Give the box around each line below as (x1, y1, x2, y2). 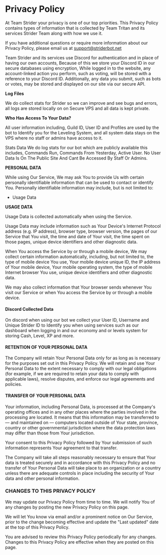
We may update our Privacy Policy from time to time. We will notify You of (5, 499, 155, 505)
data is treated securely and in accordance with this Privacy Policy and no (5, 460, 156, 466)
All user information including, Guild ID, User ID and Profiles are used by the (5, 125, 159, 130)
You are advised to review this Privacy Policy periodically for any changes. (5, 534, 157, 540)
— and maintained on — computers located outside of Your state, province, (5, 419, 159, 426)
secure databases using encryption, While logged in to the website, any (5, 65, 151, 71)
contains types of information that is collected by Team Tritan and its (5, 25, 145, 31)
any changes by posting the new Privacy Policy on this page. (5, 504, 129, 510)
